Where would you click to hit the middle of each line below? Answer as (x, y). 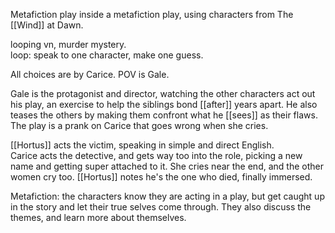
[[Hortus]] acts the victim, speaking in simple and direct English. (142, 145)
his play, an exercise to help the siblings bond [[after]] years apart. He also (164, 104)
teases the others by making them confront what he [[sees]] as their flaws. (164, 115)
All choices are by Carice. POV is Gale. (90, 74)
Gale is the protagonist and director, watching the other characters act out (163, 93)
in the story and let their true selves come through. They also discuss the (161, 207)
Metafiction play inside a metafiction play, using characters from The (152, 14)
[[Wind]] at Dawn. (47, 25)
